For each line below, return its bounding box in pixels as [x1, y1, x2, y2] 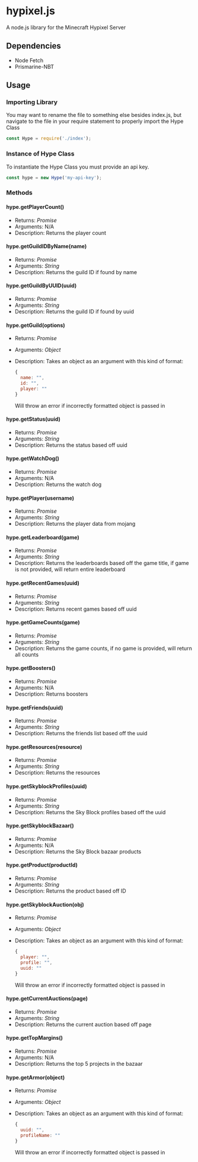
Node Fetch [14, 56, 44, 64]
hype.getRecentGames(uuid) [6, 580, 80, 586]
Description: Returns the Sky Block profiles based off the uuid [14, 808, 166, 815]
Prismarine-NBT [14, 63, 55, 70]
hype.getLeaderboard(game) [6, 534, 79, 541]
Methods [6, 189, 33, 197]
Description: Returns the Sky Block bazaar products [14, 847, 142, 855]
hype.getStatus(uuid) [6, 415, 61, 423]
